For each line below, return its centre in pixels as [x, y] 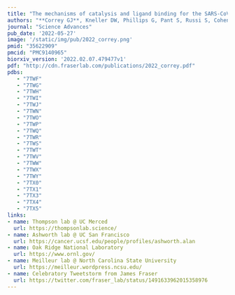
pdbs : [15, 72]
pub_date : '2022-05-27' [42, 33]
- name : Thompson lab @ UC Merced [58, 222]
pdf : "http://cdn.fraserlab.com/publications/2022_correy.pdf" [101, 66]
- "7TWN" [29, 111]
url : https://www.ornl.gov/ [55, 254]
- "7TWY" [29, 176]
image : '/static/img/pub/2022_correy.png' [70, 40]
